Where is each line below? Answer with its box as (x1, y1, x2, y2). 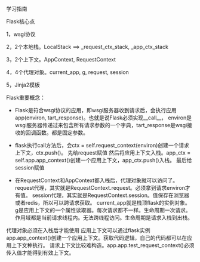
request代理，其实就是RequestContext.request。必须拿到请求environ (14, 184, 186, 191)
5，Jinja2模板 (6, 81, 40, 88)
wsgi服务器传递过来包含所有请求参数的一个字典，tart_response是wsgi (14, 122, 187, 128)
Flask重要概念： (6, 94, 46, 101)
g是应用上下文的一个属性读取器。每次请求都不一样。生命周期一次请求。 (14, 206, 191, 214)
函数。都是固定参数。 (35, 129, 88, 136)
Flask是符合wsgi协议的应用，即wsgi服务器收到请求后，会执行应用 (14, 107, 177, 113)
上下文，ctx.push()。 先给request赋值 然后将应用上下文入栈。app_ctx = (14, 149, 191, 156)
